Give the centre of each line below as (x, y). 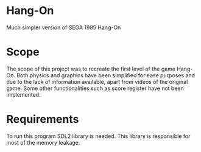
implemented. (23, 94)
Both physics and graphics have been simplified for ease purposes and (106, 75)
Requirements (43, 119)
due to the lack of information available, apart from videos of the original (97, 81)
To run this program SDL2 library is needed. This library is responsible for (98, 136)
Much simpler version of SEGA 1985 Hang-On (64, 27)
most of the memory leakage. (43, 142)
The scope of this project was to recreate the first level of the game (91, 69)
